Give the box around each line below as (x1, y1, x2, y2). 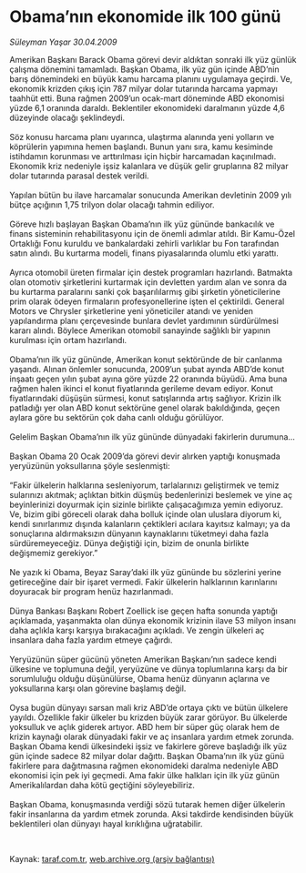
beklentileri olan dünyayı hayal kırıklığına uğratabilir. (9, 817, 203, 829)
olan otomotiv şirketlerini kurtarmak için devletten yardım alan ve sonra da (9, 276, 287, 288)
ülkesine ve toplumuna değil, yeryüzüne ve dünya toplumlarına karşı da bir (9, 663, 289, 675)
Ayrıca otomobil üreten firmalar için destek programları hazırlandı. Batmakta (9, 267, 293, 278)
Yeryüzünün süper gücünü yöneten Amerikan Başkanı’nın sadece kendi (9, 654, 277, 665)
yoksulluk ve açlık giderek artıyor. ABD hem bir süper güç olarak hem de (9, 721, 280, 732)
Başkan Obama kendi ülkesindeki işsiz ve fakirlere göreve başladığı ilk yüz (9, 740, 288, 752)
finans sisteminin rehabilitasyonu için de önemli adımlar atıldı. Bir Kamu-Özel (9, 228, 296, 239)
